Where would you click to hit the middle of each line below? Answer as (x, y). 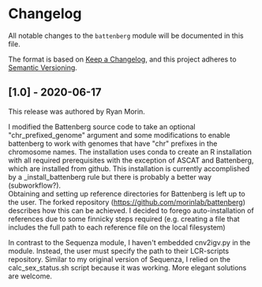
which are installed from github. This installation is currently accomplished (129, 168)
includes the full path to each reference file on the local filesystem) (117, 227)
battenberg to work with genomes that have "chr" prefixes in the (113, 143)
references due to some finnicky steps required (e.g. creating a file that (124, 218)
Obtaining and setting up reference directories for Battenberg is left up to (127, 193)
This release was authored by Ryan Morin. (77, 111)
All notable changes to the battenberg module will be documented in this (126, 35)
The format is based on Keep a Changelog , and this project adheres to (122, 59)
